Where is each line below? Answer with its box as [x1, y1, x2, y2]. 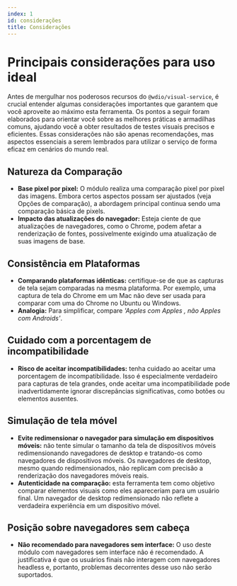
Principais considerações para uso [7, 54, 216, 70]
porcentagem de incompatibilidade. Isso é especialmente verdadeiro [17, 372, 218, 380]
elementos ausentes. [17, 394, 79, 403]
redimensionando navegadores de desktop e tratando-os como [17, 449, 203, 457]
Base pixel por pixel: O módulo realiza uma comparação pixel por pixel [17, 185, 225, 193]
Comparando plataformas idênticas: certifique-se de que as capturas [17, 276, 224, 285]
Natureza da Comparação [7, 166, 122, 178]
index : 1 [7, 10, 33, 18]
